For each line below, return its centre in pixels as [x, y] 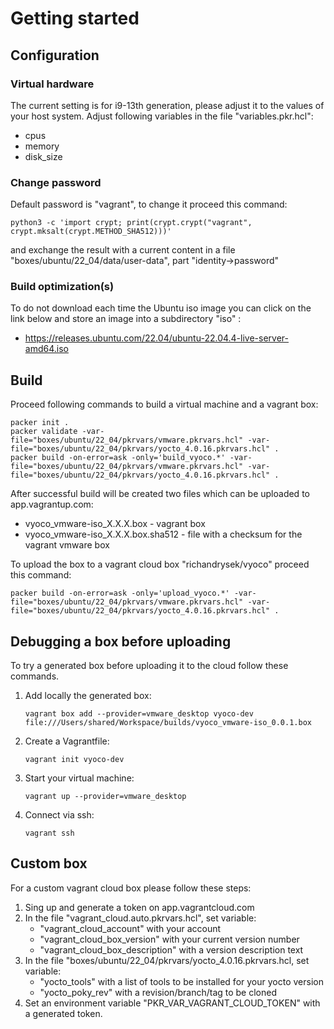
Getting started [75, 18]
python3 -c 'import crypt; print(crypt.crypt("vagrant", [131, 223]
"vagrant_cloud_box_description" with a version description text [171, 949]
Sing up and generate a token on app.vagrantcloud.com [139, 907]
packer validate [44, 432]
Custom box [49, 863]
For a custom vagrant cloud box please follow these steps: [131, 888]
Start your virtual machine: [79, 778]
